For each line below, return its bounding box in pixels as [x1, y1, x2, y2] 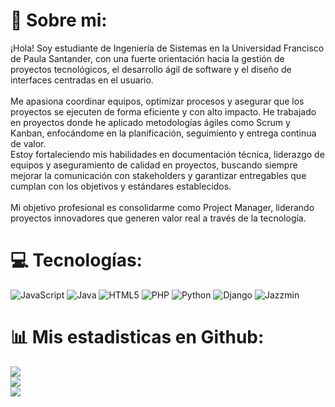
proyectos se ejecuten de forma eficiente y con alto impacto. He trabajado [10, 105, 317, 118]
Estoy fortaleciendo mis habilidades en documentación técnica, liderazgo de [10, 148, 325, 160]
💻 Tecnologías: [10, 249, 143, 272]
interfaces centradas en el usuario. [10, 74, 154, 86]
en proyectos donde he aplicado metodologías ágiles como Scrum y [10, 116, 291, 128]
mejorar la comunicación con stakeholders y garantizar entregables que [10, 169, 307, 181]
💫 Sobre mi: [10, 9, 108, 32]
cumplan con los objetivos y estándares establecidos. [10, 180, 232, 192]
